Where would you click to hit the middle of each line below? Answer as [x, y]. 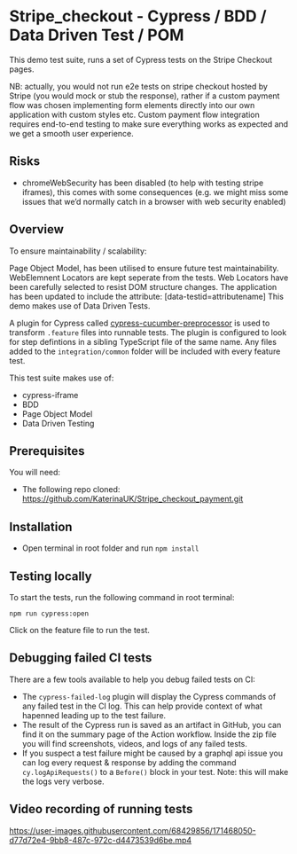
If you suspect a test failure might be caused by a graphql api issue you [152, 753]
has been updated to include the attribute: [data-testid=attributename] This [146, 296]
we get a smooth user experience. [72, 133]
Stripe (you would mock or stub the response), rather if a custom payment [145, 96]
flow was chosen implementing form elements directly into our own [132, 105]
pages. [22, 69]
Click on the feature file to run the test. [80, 630]
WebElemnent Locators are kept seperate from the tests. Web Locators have [149, 278]
